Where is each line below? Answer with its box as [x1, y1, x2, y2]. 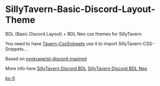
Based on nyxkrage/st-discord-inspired [5, 55, 87, 61]
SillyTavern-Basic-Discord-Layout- [5, 4, 155, 15]
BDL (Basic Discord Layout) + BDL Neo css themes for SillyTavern [5, 31, 142, 37]
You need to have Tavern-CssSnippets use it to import [5, 40, 118, 46]
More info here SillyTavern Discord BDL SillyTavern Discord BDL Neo [5, 65, 147, 71]
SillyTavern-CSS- [118, 40, 154, 46]
